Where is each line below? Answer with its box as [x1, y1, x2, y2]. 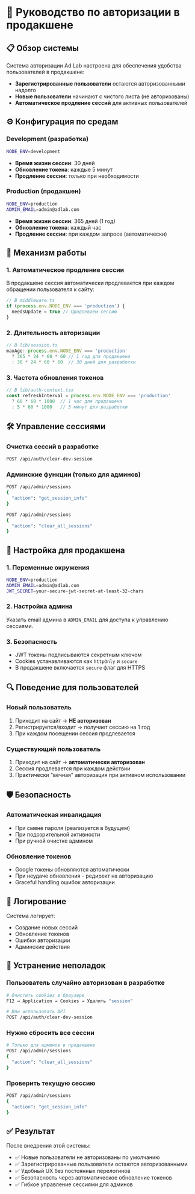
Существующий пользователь [6, 744, 101, 753]
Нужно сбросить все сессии [6, 1029, 94, 1037]
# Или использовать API [6, 1009, 66, 1015]
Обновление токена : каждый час [14, 224, 102, 231]
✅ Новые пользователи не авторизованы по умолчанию [14, 1154, 161, 1161]
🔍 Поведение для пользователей [6, 682, 139, 693]
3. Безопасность [6, 637, 57, 646]
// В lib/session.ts [6, 342, 58, 348]
